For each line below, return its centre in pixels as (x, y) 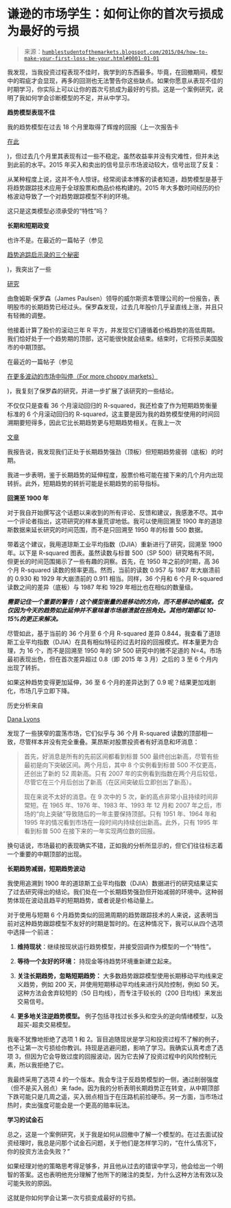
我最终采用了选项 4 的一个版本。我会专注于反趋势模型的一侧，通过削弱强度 (113, 1079)
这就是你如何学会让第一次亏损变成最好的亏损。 (73, 1198)
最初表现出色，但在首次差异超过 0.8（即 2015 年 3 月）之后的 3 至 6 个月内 (112, 659)
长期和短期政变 (28, 225)
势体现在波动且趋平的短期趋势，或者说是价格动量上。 (82, 900)
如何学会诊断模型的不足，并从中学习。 (79, 97)
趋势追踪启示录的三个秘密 (43, 254)
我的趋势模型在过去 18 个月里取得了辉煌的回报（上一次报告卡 (93, 127)
